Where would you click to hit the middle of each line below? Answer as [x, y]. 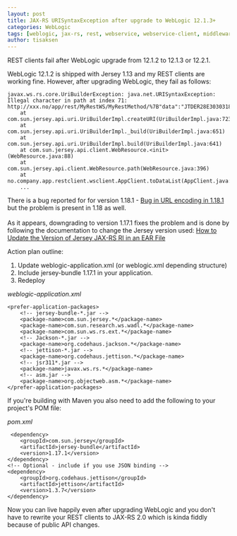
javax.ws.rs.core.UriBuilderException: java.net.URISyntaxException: [112, 95]
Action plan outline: [35, 252]
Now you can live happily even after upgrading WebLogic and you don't [111, 510]
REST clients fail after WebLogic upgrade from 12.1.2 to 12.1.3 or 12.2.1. [109, 60]
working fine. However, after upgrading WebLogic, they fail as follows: [109, 81]
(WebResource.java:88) [41, 156]
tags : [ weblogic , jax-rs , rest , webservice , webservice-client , [104, 34]
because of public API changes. [54, 525]
